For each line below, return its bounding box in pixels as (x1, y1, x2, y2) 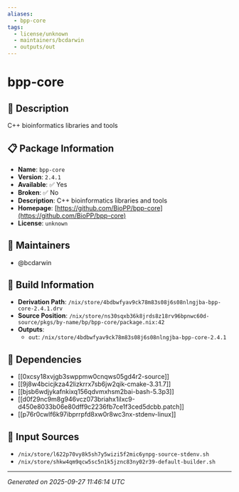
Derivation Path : (17, 298, 67, 306)
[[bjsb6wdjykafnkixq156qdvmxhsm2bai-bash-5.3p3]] (17, 387, 174, 396)
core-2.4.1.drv (17, 305, 63, 313)
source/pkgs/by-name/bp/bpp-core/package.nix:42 (17, 319, 165, 326)
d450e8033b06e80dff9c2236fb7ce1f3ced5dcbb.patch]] (17, 402, 185, 411)
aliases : (7, 10, 33, 18)
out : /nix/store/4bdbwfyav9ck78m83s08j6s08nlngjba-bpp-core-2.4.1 (28, 333, 227, 341)
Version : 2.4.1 (17, 172, 62, 181)
